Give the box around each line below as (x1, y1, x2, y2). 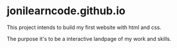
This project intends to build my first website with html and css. (7, 24, 162, 31)
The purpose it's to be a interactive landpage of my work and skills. (7, 35, 172, 42)
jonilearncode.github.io (7, 4, 126, 18)
